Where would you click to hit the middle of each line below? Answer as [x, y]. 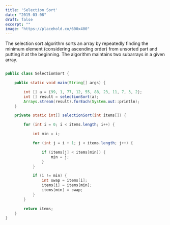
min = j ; [60, 157]
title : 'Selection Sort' [32, 10]
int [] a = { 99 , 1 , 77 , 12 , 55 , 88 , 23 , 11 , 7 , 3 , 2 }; [83, 92]
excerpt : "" [18, 24]
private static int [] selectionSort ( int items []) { [70, 115]
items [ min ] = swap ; [62, 190]
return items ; [38, 209]
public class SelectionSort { [37, 74]
